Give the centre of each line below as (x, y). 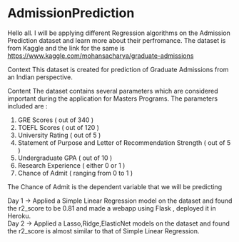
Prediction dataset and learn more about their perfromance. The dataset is (117, 40)
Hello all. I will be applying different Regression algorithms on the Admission (119, 33)
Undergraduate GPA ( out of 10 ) (65, 158)
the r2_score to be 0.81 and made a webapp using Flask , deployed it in (112, 208)
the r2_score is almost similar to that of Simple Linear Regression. (103, 231)
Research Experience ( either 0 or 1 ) (71, 165)
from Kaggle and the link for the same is (66, 48)
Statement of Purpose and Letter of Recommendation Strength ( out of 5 (124, 142)
